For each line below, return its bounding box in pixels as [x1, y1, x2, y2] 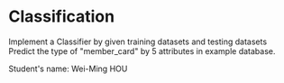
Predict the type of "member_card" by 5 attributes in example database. [8, 45, 276, 56]
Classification [8, 6, 115, 27]
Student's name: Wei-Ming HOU [8, 63, 128, 74]
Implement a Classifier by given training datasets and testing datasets [8, 36, 268, 47]
